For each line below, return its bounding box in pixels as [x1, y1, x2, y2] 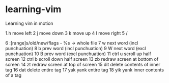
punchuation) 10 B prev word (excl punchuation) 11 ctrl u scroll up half [5, 51, 151, 57]
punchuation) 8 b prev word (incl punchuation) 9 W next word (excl [5, 45, 146, 51]
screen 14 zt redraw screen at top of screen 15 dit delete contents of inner [5, 61, 160, 67]
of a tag [5, 72, 22, 78]
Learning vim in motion [5, 20, 53, 26]
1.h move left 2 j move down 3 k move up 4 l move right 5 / [5, 30, 128, 36]
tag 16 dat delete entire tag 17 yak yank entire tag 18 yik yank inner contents [5, 67, 164, 73]
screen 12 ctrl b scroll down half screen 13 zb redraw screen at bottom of [5, 56, 159, 62]
